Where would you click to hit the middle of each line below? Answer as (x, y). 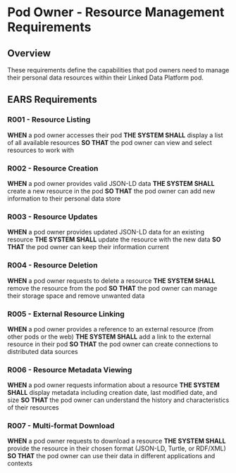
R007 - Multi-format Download (61, 426)
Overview (29, 53)
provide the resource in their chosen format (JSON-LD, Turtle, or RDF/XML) (117, 448)
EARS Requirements (52, 100)
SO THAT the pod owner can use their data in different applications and (111, 456)
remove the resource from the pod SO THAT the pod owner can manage (112, 288)
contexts (20, 463)
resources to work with (41, 150)
